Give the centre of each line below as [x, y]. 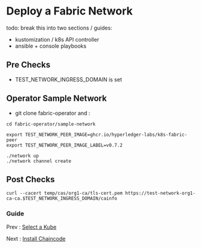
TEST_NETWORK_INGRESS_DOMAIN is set [69, 79]
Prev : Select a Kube [31, 227]
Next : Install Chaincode [36, 238]
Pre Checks [28, 65]
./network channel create [39, 161]
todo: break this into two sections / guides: [59, 28]
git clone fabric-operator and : [53, 113]
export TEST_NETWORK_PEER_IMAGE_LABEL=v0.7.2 [64, 145]
